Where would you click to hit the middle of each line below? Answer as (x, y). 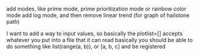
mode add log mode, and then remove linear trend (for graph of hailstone (98, 15)
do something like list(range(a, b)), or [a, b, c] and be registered (86, 46)
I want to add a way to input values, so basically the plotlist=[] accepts (95, 33)
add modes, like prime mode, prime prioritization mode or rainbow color (96, 9)
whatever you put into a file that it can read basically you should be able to (100, 40)
